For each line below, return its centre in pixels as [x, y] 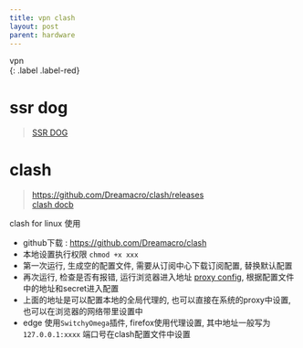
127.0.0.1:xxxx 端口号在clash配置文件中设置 [106, 334]
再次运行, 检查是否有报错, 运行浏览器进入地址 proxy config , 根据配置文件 [158, 277]
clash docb [53, 205]
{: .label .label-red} [45, 70]
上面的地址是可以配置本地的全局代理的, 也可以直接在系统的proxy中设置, [157, 300]
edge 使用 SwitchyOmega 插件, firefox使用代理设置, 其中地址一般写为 [146, 323]
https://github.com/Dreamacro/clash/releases [118, 195]
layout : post [34, 26]
